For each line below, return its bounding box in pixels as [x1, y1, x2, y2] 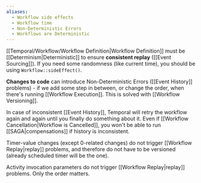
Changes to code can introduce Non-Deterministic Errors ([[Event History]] [6, 78, 193, 86]
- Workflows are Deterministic [11, 31, 90, 37]
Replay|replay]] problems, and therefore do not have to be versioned [6, 146, 176, 153]
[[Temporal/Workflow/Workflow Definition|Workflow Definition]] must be [6, 47, 185, 54]
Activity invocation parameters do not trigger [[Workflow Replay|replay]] [6, 164, 185, 171]
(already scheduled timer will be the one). [6, 152, 109, 159]
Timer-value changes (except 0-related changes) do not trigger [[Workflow [6, 139, 192, 147]
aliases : [6, 8, 28, 15]
